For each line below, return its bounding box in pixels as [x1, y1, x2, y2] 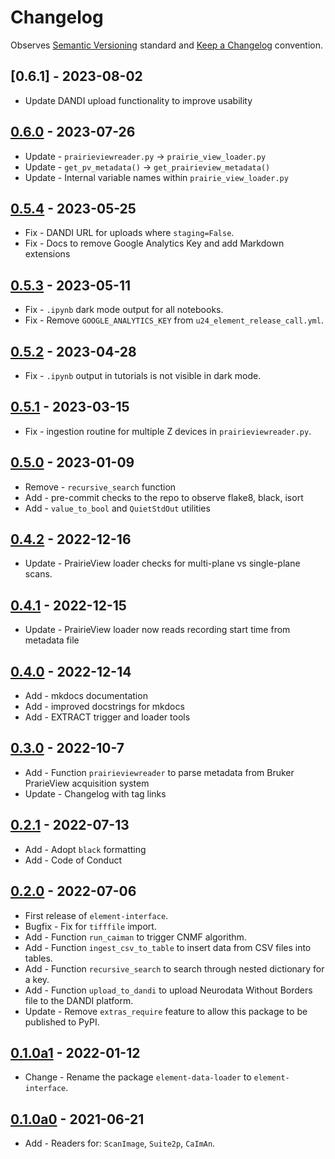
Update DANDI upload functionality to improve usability [24, 94, 253, 106]
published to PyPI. [24, 1016, 100, 1028]
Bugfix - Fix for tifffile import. [24, 920, 157, 932]
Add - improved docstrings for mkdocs [24, 701, 185, 713]
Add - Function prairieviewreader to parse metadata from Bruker [24, 766, 295, 778]
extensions [24, 248, 71, 260]
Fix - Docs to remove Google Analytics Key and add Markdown [24, 237, 285, 250]
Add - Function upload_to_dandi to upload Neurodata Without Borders [24, 984, 313, 996]
